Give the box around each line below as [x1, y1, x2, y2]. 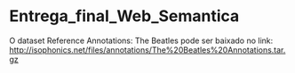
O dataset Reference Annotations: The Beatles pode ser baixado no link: [9, 35, 274, 46]
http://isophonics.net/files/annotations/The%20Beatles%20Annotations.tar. [9, 44, 286, 55]
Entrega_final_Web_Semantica [9, 6, 240, 26]
